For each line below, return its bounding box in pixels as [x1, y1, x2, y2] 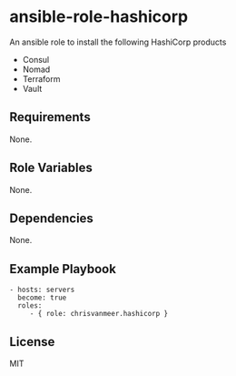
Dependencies [9, 210, 93, 226]
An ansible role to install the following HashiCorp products [9, 36, 227, 47]
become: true [17, 293, 67, 302]
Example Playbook [9, 261, 116, 277]
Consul [22, 54, 50, 65]
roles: [17, 301, 43, 310]
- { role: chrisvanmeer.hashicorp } [29, 310, 169, 319]
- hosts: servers [9, 285, 75, 295]
